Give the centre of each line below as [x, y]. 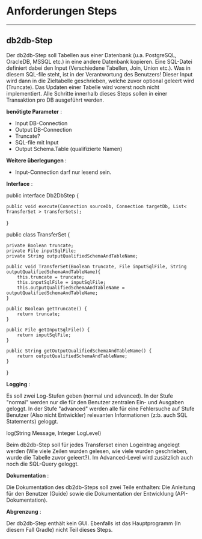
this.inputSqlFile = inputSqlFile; [62, 282]
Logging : [18, 384]
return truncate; [39, 314]
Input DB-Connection [41, 123]
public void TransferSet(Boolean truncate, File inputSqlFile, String [96, 266]
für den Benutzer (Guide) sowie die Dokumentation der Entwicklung [90, 493]
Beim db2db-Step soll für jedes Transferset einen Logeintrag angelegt [93, 445]
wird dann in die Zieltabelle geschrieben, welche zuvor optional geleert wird [100, 81]
